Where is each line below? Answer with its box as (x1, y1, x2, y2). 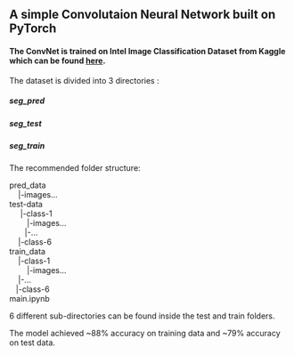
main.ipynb (9, 294, 51, 304)
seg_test (9, 117, 42, 128)
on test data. (9, 337, 56, 348)
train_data (9, 246, 46, 257)
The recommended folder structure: (9, 163, 141, 173)
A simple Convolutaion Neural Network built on (9, 7, 276, 22)
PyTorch (9, 21, 57, 36)
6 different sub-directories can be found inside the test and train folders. (9, 311, 275, 321)
